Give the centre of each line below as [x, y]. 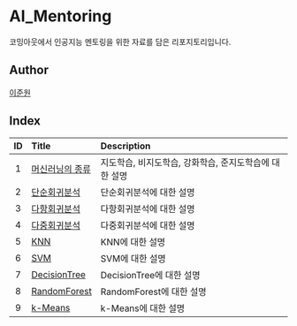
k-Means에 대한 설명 [143, 308]
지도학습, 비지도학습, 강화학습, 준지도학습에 [185, 163]
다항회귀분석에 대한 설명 [148, 208]
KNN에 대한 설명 [133, 242]
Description [126, 146]
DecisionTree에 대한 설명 [150, 275]
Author [29, 70]
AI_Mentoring [61, 16]
